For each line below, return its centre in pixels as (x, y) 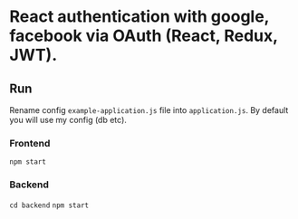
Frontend (30, 143)
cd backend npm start (49, 205)
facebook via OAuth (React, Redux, (144, 36)
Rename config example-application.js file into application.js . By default (149, 110)
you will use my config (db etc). (68, 120)
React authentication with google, (139, 17)
